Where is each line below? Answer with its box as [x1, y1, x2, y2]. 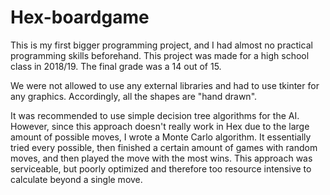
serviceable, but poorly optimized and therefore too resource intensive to [10, 162, 312, 175]
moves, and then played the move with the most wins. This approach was [10, 152, 313, 164]
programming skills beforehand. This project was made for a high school [10, 49, 310, 61]
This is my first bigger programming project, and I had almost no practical [10, 39, 313, 51]
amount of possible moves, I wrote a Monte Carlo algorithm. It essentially [10, 131, 312, 143]
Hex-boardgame [10, 6, 150, 29]
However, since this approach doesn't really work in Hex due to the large [10, 120, 310, 132]
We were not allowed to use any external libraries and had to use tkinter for [10, 79, 320, 91]
